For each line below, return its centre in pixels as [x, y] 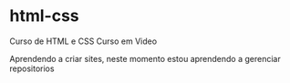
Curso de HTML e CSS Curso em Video [83, 41]
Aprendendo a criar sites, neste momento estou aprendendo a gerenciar [145, 58]
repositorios [32, 68]
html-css [44, 16]
